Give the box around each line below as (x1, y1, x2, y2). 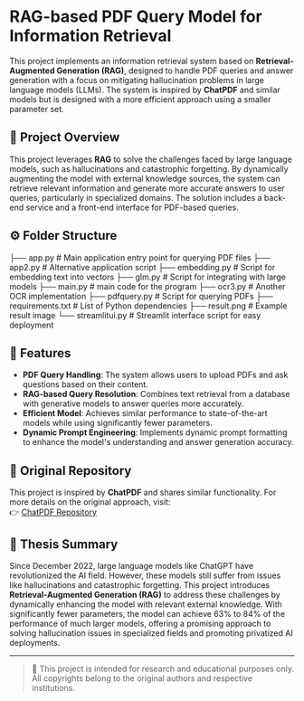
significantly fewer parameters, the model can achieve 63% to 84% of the (9, 609, 286, 619)
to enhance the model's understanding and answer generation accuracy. (22, 437, 294, 448)
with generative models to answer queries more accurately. (22, 398, 244, 409)
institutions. (31, 683, 75, 693)
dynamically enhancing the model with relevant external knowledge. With (9, 599, 282, 610)
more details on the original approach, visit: (9, 497, 171, 507)
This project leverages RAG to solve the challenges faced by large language (9, 154, 292, 165)
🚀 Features (9, 346, 71, 361)
